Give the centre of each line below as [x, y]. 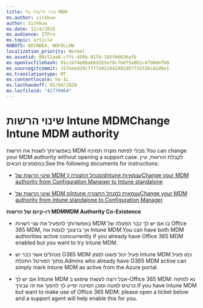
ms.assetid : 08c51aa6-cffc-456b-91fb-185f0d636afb [72, 57]
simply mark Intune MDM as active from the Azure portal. [87, 267]
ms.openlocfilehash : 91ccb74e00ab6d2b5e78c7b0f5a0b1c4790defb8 [88, 62]
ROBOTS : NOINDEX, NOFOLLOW [40, 46]
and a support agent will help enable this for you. [76, 298]
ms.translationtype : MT [36, 74]
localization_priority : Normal [46, 52]
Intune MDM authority [63, 134]
